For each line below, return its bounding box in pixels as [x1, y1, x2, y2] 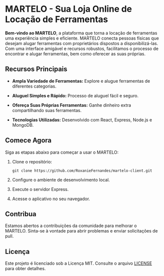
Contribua [5, 209, 37, 218]
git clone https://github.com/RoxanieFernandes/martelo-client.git [12, 168, 152, 173]
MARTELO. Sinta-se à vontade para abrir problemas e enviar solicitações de [5, 228, 158, 234]
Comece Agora [5, 136, 52, 145]
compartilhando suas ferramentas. [12, 107, 82, 113]
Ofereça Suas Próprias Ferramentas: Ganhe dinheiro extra [12, 102, 131, 108]
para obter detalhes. [5, 266, 46, 272]
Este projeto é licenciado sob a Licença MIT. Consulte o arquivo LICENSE [5, 260, 152, 266]
